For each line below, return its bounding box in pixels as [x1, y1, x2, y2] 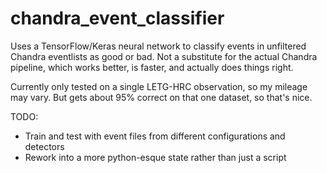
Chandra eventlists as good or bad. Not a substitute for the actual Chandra [10, 50, 318, 62]
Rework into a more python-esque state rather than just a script [24, 151, 287, 163]
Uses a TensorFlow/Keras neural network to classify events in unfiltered [10, 40, 307, 52]
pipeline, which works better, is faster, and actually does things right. [10, 61, 294, 73]
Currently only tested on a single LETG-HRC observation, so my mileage [10, 80, 308, 92]
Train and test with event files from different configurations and [24, 130, 286, 142]
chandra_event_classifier [10, 7, 225, 30]
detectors [24, 140, 65, 152]
